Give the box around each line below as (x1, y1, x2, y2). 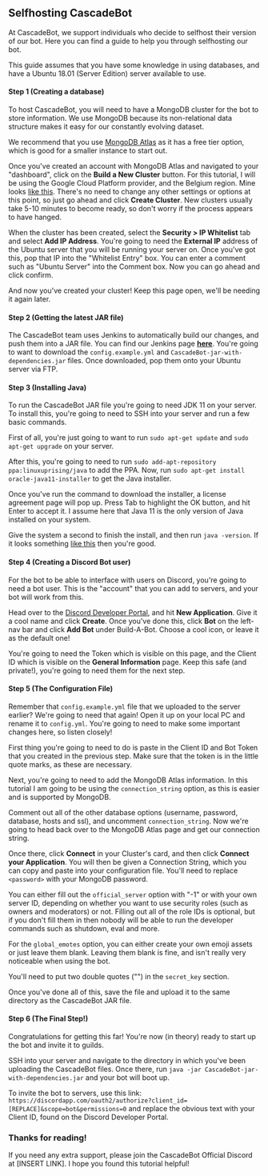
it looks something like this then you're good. (8, 539, 156, 549)
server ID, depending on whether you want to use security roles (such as (8, 898, 249, 907)
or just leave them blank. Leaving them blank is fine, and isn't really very (8, 947, 246, 957)
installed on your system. (8, 515, 91, 525)
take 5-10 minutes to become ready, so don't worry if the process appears (8, 204, 254, 214)
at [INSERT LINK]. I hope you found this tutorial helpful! (8, 1159, 190, 1169)
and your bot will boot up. (85, 1073, 170, 1082)
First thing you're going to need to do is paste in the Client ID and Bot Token (8, 742, 258, 752)
